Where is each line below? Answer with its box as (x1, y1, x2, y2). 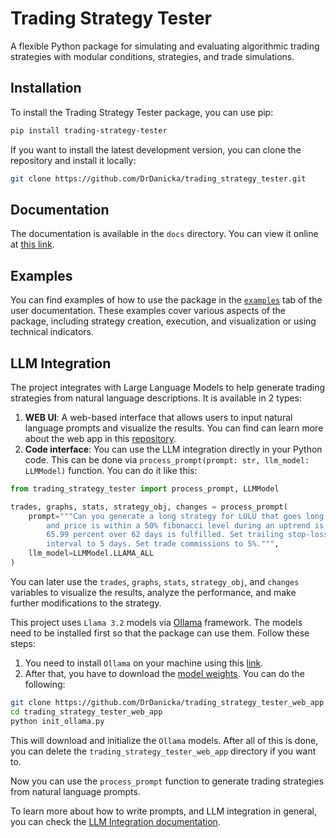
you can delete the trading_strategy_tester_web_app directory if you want (10, 745, 317, 757)
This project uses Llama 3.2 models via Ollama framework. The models (10, 616, 303, 628)
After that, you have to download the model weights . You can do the (24, 667, 305, 679)
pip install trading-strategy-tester (10, 125, 168, 136)
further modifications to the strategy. (10, 597, 162, 609)
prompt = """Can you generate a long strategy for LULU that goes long (28, 511, 325, 521)
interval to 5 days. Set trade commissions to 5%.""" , (46, 539, 280, 549)
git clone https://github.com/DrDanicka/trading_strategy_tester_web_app (10, 697, 325, 707)
